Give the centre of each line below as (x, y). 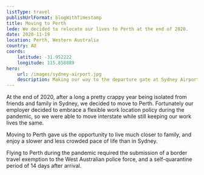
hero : (13, 68)
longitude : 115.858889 (46, 63)
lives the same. (25, 123)
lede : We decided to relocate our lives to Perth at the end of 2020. (97, 29)
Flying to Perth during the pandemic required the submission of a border (97, 153)
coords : (16, 52)
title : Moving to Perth (36, 23)
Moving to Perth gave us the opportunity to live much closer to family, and (99, 135)
